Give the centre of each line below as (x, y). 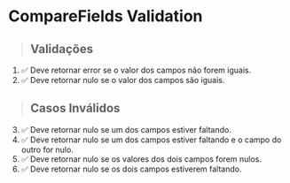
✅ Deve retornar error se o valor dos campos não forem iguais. (136, 70)
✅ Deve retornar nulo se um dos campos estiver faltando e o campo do (151, 140)
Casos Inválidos (75, 108)
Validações (62, 49)
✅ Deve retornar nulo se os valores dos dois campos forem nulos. (141, 159)
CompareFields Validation (106, 16)
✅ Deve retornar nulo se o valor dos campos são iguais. (123, 80)
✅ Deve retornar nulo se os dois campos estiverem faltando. (131, 169)
